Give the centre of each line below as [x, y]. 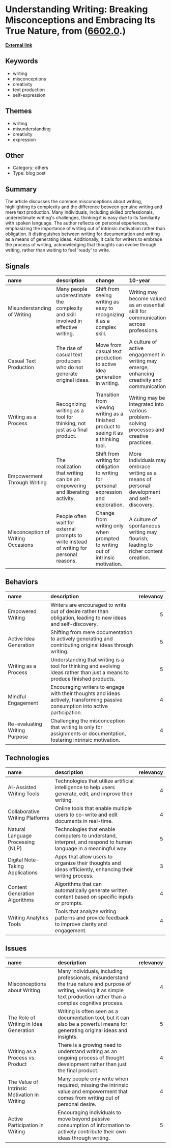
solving [138, 423]
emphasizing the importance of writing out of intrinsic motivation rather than [85, 229]
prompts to [69, 535]
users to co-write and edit [87, 815]
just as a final [72, 430]
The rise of [69, 348]
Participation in [26, 1125]
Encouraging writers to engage [88, 687]
